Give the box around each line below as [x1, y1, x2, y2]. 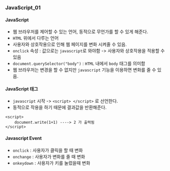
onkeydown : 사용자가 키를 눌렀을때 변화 [12, 160, 91, 166]
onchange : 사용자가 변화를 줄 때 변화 [12, 153, 86, 159]
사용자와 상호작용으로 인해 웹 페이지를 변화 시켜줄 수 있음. [12, 41, 127, 47]
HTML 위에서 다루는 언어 [12, 35, 59, 41]
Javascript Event [5, 135, 42, 141]
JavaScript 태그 [5, 85, 38, 92]
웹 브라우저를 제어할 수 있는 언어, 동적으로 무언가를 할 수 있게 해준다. [12, 28, 149, 35]
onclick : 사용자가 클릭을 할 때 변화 [12, 147, 83, 153]
